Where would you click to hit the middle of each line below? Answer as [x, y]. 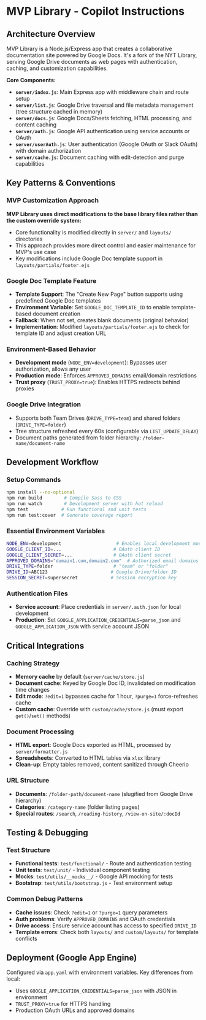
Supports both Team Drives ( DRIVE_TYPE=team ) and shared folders [98, 418]
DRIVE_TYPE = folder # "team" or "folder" [87, 566]
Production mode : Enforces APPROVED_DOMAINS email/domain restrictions [106, 376]
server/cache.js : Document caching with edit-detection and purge [100, 157]
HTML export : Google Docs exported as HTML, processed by [93, 745]
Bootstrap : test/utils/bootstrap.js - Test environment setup [94, 883]
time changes [32, 690]
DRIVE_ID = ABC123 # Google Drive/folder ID [91, 572]
